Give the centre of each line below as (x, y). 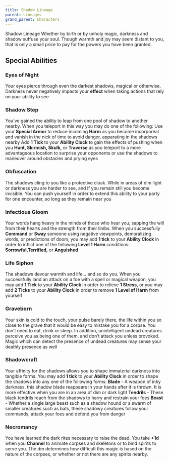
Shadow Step (22, 109)
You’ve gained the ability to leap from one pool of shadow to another (76, 121)
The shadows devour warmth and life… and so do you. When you (73, 274)
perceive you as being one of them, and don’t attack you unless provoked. (82, 336)
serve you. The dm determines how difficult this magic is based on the (78, 449)
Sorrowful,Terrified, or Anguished (42, 250)
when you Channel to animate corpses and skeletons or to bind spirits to (81, 443)
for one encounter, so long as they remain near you (59, 199)
